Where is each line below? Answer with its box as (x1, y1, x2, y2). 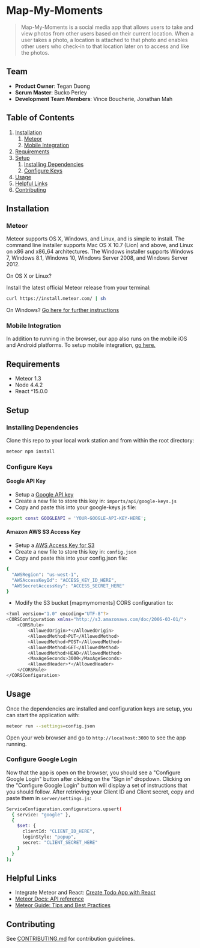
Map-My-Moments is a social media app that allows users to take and (20, 23, 193, 31)
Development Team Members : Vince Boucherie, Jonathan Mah (14, 95, 173, 102)
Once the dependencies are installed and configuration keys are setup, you (6, 705, 192, 712)
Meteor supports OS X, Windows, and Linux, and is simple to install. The (6, 235, 185, 242)
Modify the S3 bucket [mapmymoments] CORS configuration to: (14, 599, 174, 607)
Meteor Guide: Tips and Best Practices (14, 902, 111, 909)
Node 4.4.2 (14, 381, 43, 388)
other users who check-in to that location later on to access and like (20, 43, 189, 50)
